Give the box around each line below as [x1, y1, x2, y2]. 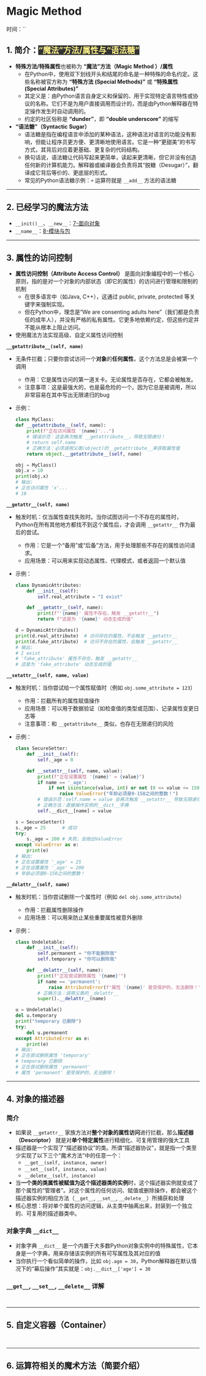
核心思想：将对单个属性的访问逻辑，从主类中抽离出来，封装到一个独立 [15, 1202, 193, 1210]
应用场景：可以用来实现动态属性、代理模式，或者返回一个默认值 [24, 557, 186, 564]
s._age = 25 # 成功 [15, 825, 77, 831]
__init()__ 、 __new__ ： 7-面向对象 [15, 219, 100, 227]
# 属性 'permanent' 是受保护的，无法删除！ [15, 1070, 116, 1076]
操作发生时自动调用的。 [29, 107, 90, 115]
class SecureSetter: [15, 745, 68, 752]
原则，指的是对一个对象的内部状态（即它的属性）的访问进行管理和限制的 [15, 278, 198, 285]
